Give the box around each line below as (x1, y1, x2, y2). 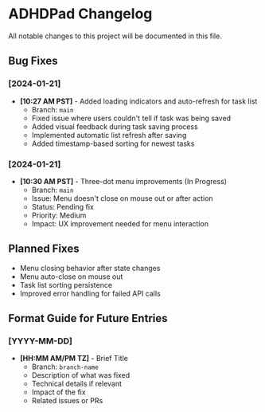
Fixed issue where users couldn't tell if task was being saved (31, 113, 232, 123)
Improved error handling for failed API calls (19, 288, 161, 298)
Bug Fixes (8, 54, 58, 68)
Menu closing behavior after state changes (19, 263, 161, 273)
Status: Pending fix (31, 202, 94, 211)
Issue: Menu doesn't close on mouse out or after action (31, 193, 213, 203)
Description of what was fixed (31, 371, 131, 380)
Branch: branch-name (31, 362, 99, 371)
